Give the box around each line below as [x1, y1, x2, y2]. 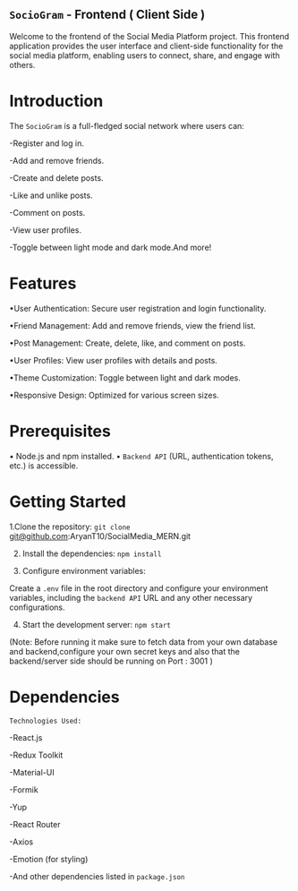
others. [9, 59, 36, 70]
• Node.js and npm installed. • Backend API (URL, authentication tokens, [9, 450, 274, 461]
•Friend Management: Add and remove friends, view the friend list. [9, 320, 257, 330]
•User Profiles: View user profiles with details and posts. [9, 355, 217, 365]
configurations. [9, 602, 65, 613]
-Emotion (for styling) [9, 853, 89, 864]
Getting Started [9, 492, 127, 511]
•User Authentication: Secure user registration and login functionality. [9, 303, 267, 313]
